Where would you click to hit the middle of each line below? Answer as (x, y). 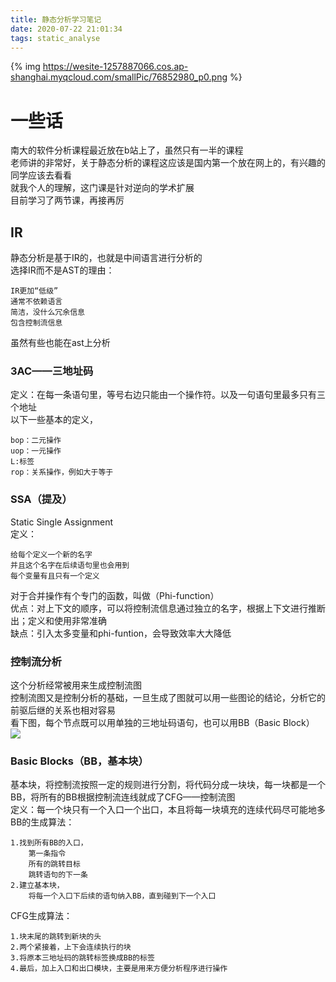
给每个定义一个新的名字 (51, 554)
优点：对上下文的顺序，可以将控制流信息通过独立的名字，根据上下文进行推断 (168, 608)
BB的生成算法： (42, 822)
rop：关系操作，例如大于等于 (62, 472)
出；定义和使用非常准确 (58, 620)
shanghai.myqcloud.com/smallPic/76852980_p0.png (119, 77)
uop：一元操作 (36, 451)
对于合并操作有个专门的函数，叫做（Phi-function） (115, 595)
